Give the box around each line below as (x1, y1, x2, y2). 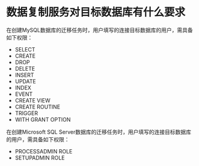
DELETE (14, 65, 35, 72)
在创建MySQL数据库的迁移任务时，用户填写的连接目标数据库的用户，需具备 (6, 26, 194, 34)
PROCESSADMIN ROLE (14, 147, 73, 155)
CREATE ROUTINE (14, 103, 61, 110)
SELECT (14, 46, 35, 53)
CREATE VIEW (14, 96, 51, 104)
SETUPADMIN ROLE (14, 154, 65, 161)
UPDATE (14, 77, 36, 84)
